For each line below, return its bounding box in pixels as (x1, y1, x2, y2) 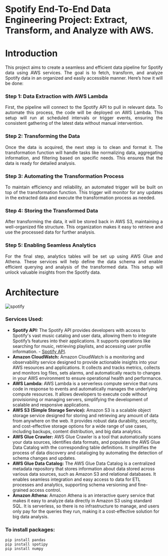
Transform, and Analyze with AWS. (5, 25, 154, 36)
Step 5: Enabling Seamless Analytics (5, 242, 96, 249)
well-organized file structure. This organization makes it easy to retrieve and (5, 224, 163, 230)
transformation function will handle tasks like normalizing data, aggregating (5, 149, 163, 155)
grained (12, 487, 28, 493)
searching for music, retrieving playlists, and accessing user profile (12, 343, 151, 349)
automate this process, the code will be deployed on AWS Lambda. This (5, 109, 163, 116)
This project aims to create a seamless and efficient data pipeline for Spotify (5, 64, 163, 71)
